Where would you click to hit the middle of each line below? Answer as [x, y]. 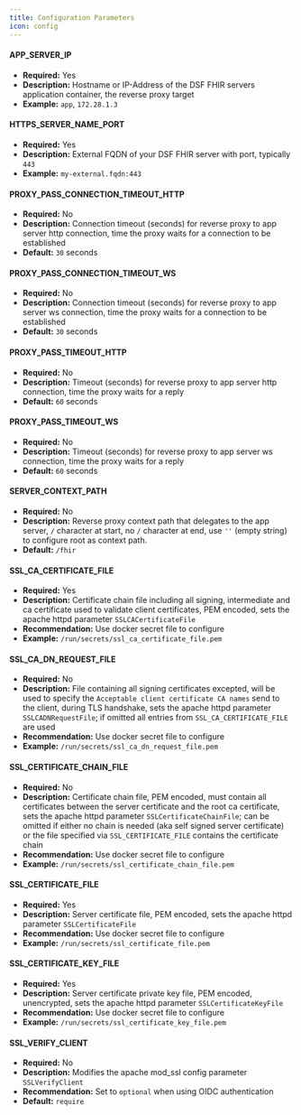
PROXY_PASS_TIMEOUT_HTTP [68, 352]
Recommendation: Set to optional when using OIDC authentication [148, 1092]
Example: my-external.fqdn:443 [82, 173]
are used [39, 727]
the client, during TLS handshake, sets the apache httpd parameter [147, 708]
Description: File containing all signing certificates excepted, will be [149, 689]
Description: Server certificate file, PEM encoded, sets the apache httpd [157, 914]
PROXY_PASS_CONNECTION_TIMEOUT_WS [93, 273]
